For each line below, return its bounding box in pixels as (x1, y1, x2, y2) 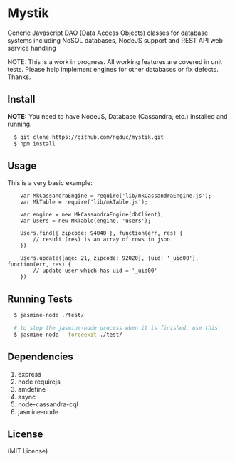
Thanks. (7, 73, 31, 81)
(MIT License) (7, 447, 48, 456)
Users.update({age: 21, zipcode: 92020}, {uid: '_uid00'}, (20, 255, 199, 262)
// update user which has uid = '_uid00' (33, 267, 158, 275)
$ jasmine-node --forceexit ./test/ (14, 331, 122, 338)
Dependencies (7, 351, 73, 363)
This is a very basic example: (7, 179, 93, 187)
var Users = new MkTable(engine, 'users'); (20, 217, 152, 225)
